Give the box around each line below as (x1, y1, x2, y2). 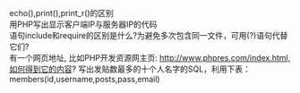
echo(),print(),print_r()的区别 (9, 8, 115, 18)
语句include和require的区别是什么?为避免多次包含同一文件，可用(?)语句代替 (9, 30, 288, 40)
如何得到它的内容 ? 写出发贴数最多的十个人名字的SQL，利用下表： (9, 63, 251, 74)
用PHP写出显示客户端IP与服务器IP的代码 (9, 19, 158, 30)
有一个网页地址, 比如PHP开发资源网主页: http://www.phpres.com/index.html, (9, 53, 291, 63)
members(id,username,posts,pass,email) (9, 74, 160, 84)
